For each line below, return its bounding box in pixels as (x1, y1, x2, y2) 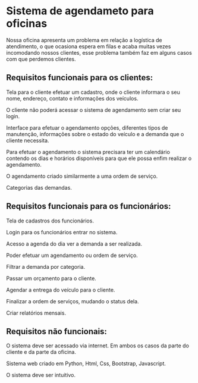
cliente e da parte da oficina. (6, 349, 76, 356)
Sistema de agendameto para (6, 4, 155, 18)
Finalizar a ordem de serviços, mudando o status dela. (6, 297, 139, 304)
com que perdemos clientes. (6, 55, 76, 62)
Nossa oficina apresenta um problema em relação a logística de (6, 36, 162, 43)
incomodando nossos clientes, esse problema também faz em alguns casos (6, 49, 192, 56)
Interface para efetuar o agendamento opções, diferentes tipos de (6, 124, 168, 131)
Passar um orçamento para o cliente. (6, 275, 96, 282)
